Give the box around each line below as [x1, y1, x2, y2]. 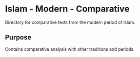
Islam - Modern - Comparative [5, 3, 130, 14]
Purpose [5, 33, 32, 42]
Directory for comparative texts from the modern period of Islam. [5, 19, 136, 25]
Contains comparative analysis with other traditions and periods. [5, 46, 135, 52]
